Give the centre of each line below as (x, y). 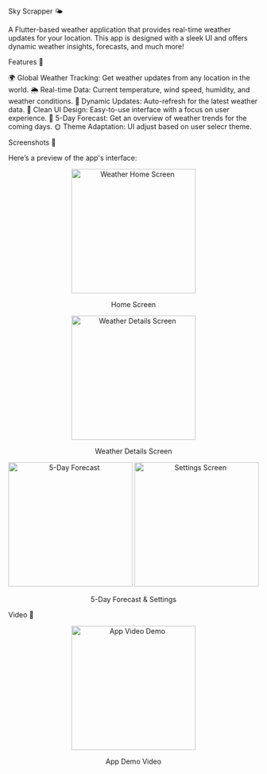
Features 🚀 (26, 62)
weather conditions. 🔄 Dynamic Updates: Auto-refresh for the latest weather (133, 101)
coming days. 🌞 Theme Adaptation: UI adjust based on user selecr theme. (130, 126)
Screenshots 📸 (32, 142)
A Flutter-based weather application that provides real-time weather (120, 29)
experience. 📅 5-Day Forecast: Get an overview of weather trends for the (128, 118)
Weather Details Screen (133, 451)
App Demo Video (133, 761)
